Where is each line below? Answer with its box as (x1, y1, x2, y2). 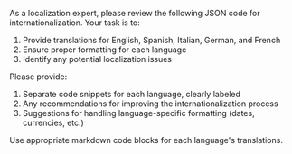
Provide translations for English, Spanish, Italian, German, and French (22, 35, 281, 45)
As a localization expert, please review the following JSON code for (9, 8, 260, 18)
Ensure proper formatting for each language (22, 44, 187, 55)
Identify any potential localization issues (22, 54, 172, 64)
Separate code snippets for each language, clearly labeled (22, 89, 241, 99)
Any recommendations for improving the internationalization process (22, 98, 278, 109)
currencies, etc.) (22, 117, 84, 128)
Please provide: (9, 71, 68, 82)
